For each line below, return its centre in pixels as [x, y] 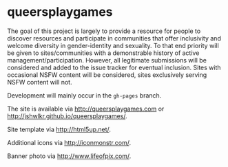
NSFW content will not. [40, 82]
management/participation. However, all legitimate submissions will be [107, 60]
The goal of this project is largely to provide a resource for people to [104, 31]
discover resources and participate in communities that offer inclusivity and [114, 38]
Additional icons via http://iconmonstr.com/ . [69, 142]
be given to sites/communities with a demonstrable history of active [103, 53]
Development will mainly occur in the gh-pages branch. [84, 95]
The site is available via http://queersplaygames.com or [86, 109]
